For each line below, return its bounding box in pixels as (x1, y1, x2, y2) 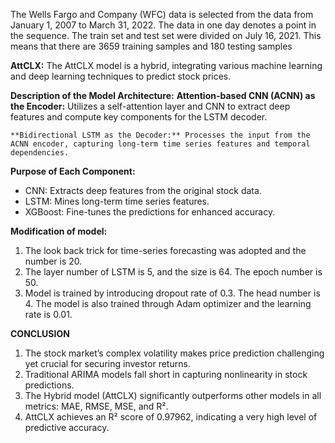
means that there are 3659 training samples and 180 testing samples (10, 40, 293, 52)
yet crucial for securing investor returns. (24, 358, 191, 369)
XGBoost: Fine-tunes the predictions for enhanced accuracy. (24, 206, 276, 218)
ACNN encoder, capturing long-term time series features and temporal (10, 139, 311, 149)
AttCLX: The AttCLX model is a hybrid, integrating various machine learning (10, 60, 323, 71)
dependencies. (10, 148, 70, 158)
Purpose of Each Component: (10, 165, 136, 177)
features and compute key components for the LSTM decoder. (10, 111, 268, 123)
